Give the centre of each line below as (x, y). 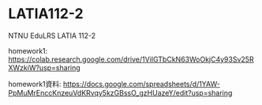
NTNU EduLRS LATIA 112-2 (52, 36)
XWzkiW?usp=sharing (44, 67)
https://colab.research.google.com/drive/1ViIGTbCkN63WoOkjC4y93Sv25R (131, 59)
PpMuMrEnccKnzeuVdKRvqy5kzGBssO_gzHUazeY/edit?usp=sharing (120, 92)
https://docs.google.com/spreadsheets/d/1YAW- (142, 84)
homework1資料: (35, 84)
